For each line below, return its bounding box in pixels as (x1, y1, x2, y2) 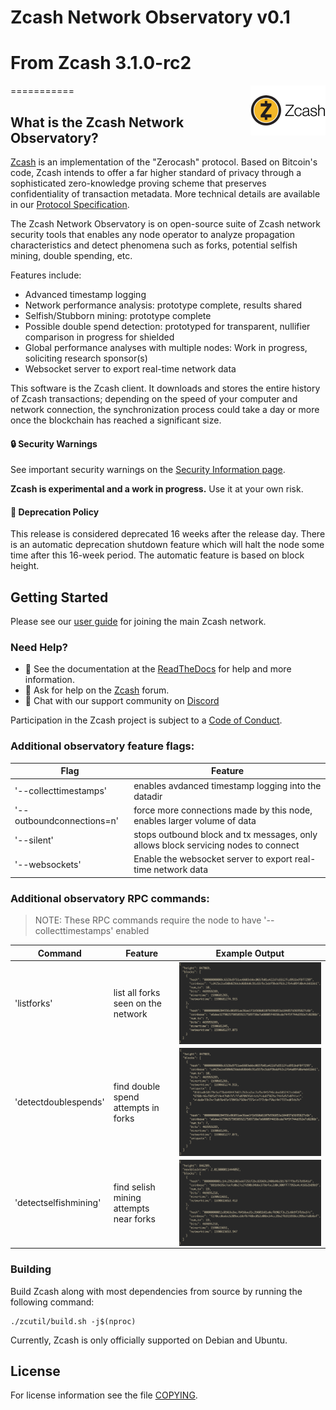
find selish (113, 1181, 156, 1193)
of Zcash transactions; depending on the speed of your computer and (10, 392, 298, 405)
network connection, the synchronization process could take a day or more (10, 403, 320, 415)
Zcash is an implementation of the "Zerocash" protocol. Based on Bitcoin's (10, 156, 318, 168)
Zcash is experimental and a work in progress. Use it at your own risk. (10, 483, 304, 495)
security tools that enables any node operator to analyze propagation (10, 228, 295, 240)
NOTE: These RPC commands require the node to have (34, 914, 262, 926)
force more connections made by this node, (133, 804, 313, 816)
